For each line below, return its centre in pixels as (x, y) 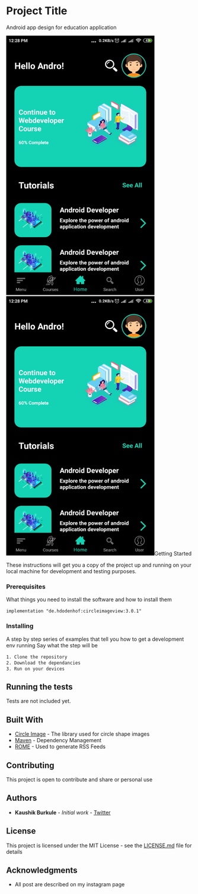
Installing (20, 626)
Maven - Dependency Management (58, 740)
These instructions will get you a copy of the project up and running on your (99, 565)
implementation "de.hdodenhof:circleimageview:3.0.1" (74, 611)
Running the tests (39, 687)
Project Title (37, 11)
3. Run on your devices (36, 669)
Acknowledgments (42, 870)
